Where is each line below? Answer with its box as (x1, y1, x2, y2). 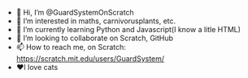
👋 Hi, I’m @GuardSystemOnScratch (15, 8, 134, 17)
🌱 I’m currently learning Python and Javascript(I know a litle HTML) (15, 25, 241, 34)
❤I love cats (15, 63, 59, 72)
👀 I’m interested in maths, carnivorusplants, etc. (15, 16, 176, 26)
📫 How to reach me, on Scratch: (15, 43, 126, 51)
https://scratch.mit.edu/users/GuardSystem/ (15, 54, 165, 64)
